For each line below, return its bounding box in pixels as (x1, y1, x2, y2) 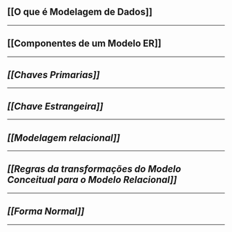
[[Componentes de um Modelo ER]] (7, 38, 162, 50)
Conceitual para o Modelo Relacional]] (7, 174, 177, 186)
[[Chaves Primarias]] (7, 69, 100, 81)
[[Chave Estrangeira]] (7, 100, 104, 112)
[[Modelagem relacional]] (7, 132, 121, 144)
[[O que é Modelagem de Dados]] (7, 6, 153, 18)
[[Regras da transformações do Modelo (7, 163, 182, 175)
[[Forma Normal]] (7, 206, 85, 217)
